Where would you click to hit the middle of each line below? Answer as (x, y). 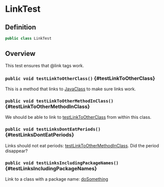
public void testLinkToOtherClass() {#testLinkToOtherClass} (80, 78)
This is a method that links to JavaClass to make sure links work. (71, 89)
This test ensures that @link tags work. (45, 65)
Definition (20, 27)
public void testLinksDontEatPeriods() (53, 129)
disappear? (16, 151)
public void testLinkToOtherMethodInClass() (59, 101)
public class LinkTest (28, 38)
